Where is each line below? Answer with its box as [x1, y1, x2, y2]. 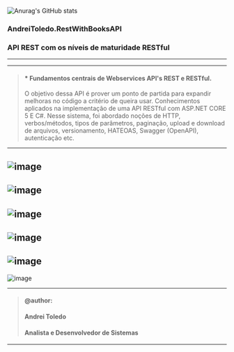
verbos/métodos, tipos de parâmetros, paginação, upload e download [24, 119, 225, 128]
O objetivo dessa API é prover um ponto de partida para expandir [24, 89, 212, 98]
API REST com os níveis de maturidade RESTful [7, 43, 170, 52]
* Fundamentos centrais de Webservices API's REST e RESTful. [24, 74, 212, 82]
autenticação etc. [24, 134, 75, 142]
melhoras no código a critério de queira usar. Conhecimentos [24, 97, 201, 105]
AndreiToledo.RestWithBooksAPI [7, 24, 122, 33]
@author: [24, 296, 53, 305]
